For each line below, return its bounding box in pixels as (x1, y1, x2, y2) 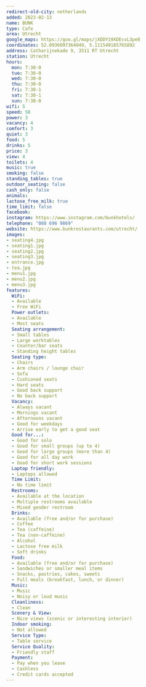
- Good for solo (11, 438, 52, 444)
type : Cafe (6, 25, 34, 32)
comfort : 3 (6, 126, 34, 132)
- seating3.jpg (6, 254, 44, 260)
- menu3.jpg (6, 282, 36, 287)
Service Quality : (11, 643, 55, 650)
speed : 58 (6, 109, 31, 115)
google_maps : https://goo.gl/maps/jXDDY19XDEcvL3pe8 (6, 37, 141, 43)
